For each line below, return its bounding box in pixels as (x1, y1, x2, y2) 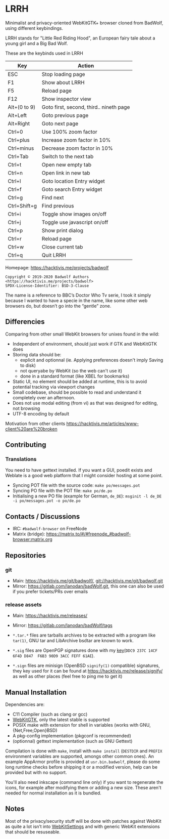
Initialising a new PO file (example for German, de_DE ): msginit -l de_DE (12, 493, 162, 499)
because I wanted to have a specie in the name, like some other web (5, 297, 148, 304)
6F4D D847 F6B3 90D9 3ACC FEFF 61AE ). (12, 653, 95, 659)
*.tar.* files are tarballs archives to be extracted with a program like (12, 632, 156, 638)
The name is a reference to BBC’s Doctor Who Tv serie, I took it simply (5, 292, 151, 298)
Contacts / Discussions (5, 512, 80, 521)
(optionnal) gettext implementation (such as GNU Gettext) (12, 738, 133, 744)
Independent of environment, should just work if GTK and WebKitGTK (12, 341, 157, 347)
